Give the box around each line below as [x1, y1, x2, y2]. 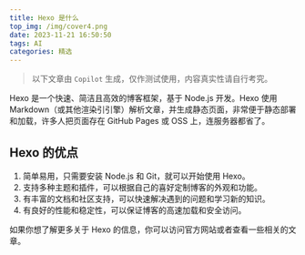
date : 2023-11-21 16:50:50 [9, 30, 112, 39]
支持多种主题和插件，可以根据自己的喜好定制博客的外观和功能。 [22, 181, 262, 192]
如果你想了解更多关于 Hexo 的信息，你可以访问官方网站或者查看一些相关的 [9, 224, 289, 235]
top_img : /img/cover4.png [9, 22, 107, 31]
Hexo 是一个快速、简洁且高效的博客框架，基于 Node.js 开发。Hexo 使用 [9, 93, 278, 104]
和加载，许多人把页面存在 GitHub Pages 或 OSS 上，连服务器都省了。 [9, 116, 270, 127]
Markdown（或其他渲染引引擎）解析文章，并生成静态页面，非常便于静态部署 [9, 104, 297, 115]
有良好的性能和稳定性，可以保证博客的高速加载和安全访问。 [22, 204, 247, 215]
